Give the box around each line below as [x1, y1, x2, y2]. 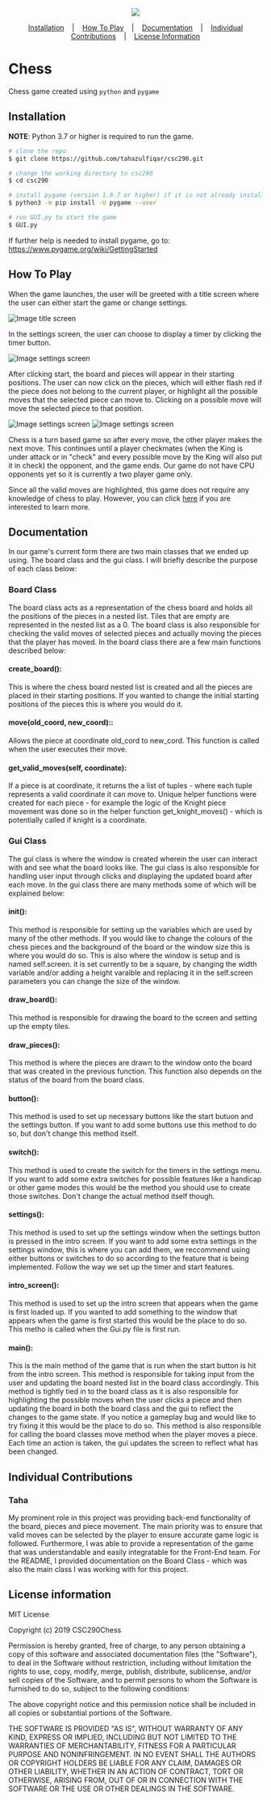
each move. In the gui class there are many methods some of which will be [8, 879, 256, 889]
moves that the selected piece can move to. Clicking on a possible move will [8, 395, 262, 404]
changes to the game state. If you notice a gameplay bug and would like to [8, 1412, 256, 1422]
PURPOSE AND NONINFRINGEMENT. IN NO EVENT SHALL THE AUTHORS [8, 1749, 256, 1759]
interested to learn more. [8, 502, 90, 511]
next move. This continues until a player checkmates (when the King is [8, 443, 244, 453]
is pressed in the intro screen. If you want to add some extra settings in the [8, 1236, 257, 1246]
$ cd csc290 [8, 176, 48, 185]
